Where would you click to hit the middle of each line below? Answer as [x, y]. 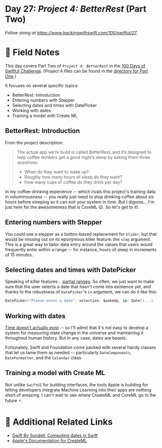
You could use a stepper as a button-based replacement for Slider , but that [81, 234]
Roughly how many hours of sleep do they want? [73, 177]
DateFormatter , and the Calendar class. [44, 358]
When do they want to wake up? [56, 172]
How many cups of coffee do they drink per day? [73, 182]
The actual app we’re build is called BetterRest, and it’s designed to [84, 152]
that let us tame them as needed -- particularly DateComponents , [68, 353]
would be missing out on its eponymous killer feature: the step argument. [78, 239]
